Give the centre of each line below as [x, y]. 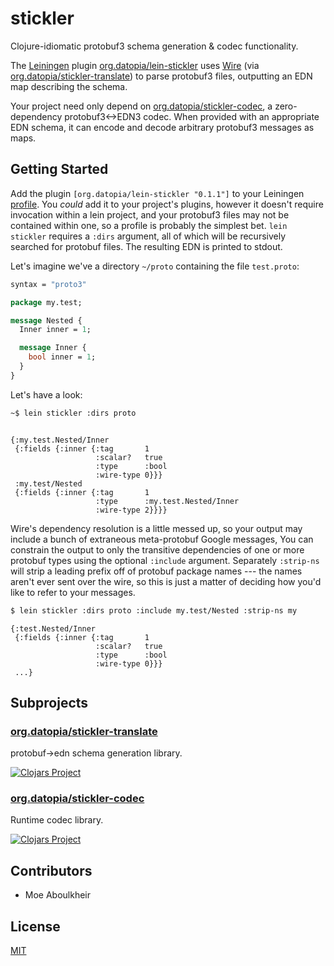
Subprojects [49, 702]
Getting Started [59, 169]
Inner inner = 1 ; [55, 330]
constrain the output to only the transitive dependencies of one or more [157, 549]
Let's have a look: [46, 394]
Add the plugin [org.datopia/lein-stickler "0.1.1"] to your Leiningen [157, 193]
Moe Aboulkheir [58, 895]
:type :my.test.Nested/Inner [167, 501]
